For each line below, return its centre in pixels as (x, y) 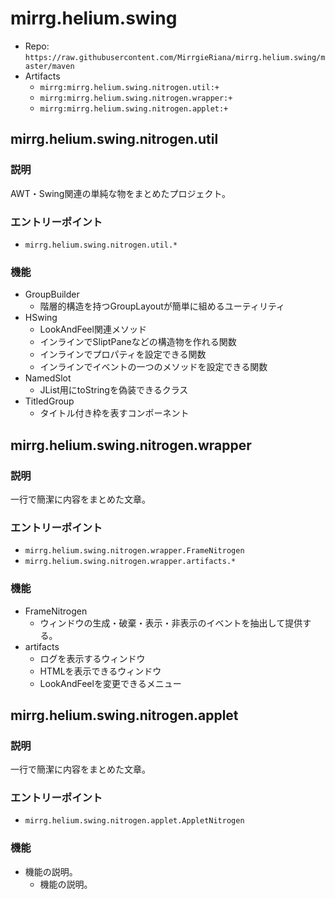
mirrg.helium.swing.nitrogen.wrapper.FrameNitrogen (134, 551)
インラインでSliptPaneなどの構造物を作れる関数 (138, 342)
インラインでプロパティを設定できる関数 (123, 354)
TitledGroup (49, 401)
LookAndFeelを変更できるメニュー (110, 683)
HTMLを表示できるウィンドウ (100, 671)
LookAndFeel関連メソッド (93, 329)
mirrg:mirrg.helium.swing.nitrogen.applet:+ (134, 108)
